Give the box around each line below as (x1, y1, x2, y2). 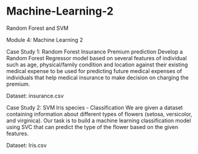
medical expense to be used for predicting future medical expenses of (6, 67, 182, 74)
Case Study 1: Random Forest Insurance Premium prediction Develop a (6, 47, 183, 55)
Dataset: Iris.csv (6, 141, 47, 149)
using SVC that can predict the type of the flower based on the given (6, 123, 179, 130)
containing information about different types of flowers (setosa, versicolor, (6, 110, 193, 117)
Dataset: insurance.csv (6, 92, 64, 99)
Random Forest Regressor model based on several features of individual (6, 54, 187, 61)
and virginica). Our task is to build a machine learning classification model (6, 117, 191, 124)
